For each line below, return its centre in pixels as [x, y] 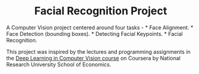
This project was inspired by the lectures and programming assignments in [98, 51]
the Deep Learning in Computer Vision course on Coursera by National [94, 58]
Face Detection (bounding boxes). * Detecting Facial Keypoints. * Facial [94, 33]
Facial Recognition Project [101, 11]
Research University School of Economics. [59, 64]
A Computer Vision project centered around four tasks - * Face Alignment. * [100, 27]
